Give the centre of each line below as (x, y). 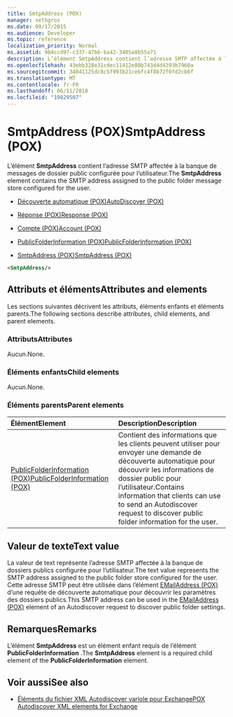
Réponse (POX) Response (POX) (63, 214)
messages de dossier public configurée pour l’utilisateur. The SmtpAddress (114, 173)
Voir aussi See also (48, 682)
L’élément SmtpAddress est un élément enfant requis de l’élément (102, 646)
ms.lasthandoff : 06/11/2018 (48, 91)
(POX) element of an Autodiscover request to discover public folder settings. (116, 607)
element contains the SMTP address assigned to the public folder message (114, 180)
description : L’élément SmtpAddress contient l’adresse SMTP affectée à (114, 59)
